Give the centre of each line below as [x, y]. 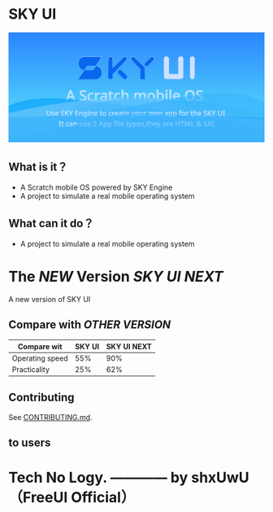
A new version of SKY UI [50, 299]
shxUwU [220, 478]
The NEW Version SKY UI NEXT [116, 276]
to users [30, 443]
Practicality [31, 370]
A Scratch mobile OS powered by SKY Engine [96, 187]
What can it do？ [51, 223]
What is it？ [38, 167]
